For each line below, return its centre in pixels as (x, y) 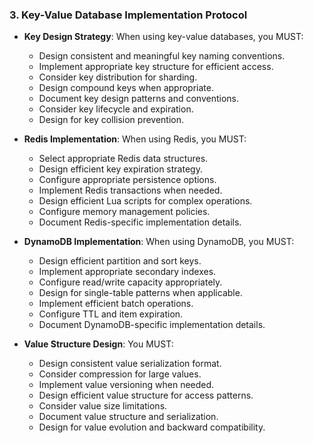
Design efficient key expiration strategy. (120, 169)
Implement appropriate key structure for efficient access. (156, 67)
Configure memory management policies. (124, 212)
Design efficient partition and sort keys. (120, 261)
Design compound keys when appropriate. (126, 88)
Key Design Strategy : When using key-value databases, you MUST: (163, 37)
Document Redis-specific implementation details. (140, 222)
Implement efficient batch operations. (116, 304)
